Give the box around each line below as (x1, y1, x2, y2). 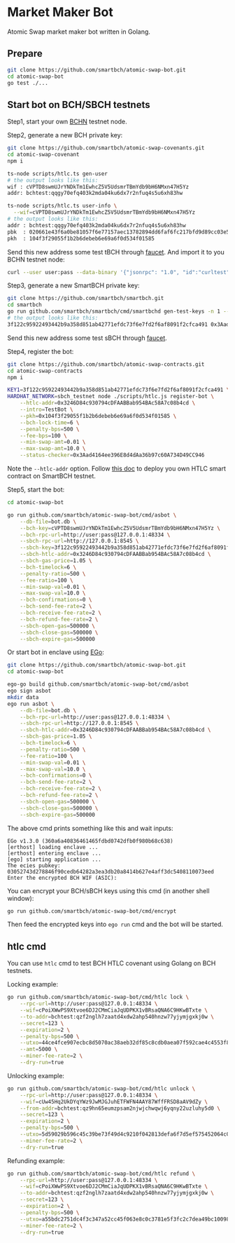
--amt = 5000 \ (20, 1046, 58, 1053)
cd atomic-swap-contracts (7, 367, 83, 374)
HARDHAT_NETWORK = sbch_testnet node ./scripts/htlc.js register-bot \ (7, 393, 215, 400)
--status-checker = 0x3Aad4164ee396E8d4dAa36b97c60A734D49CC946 (20, 451, 205, 459)
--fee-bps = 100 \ (20, 432, 68, 439)
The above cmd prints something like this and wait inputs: (7, 824, 173, 832)
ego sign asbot (7, 688, 52, 695)
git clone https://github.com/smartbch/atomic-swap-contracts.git (7, 360, 205, 368)
